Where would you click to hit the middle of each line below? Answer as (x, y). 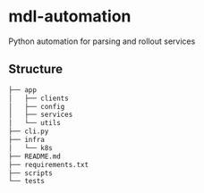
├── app (23, 90)
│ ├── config (37, 106)
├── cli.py (29, 131)
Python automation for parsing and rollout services (102, 41)
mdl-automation (70, 17)
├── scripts (30, 173)
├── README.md (35, 156)
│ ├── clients (38, 98)
